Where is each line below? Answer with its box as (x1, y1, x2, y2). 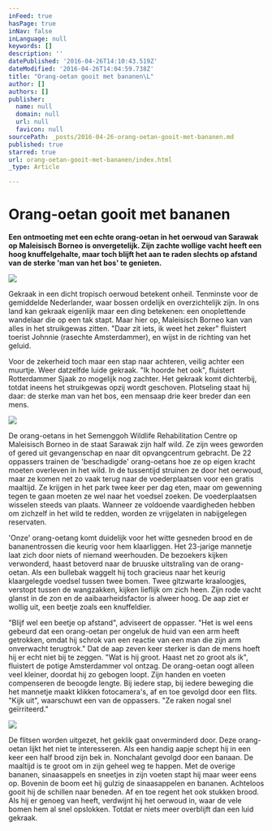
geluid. (8, 341, 32, 350)
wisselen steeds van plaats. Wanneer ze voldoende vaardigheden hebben (8, 500, 256, 510)
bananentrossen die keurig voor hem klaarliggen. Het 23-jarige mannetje (8, 542, 253, 551)
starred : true (8, 148, 57, 156)
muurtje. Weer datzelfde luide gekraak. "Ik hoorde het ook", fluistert (8, 365, 235, 375)
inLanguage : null (8, 34, 67, 43)
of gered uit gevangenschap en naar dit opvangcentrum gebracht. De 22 (8, 448, 252, 458)
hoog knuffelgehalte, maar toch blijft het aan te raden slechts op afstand (8, 250, 257, 259)
